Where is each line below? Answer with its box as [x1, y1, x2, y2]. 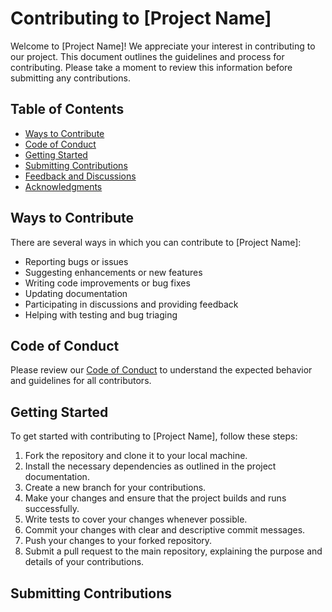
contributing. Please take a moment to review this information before [10, 61, 293, 73]
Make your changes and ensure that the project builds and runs [24, 492, 287, 504]
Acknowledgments [24, 180, 103, 192]
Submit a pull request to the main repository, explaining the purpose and [24, 545, 323, 557]
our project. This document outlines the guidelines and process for [10, 50, 285, 62]
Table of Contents [10, 101, 125, 118]
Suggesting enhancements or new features [24, 266, 203, 278]
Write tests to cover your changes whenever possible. [24, 513, 248, 526]
